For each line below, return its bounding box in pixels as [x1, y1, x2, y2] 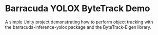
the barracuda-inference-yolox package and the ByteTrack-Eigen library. [5, 24, 152, 30]
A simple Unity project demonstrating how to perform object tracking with [5, 19, 154, 25]
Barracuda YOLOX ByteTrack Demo [5, 3, 150, 14]
